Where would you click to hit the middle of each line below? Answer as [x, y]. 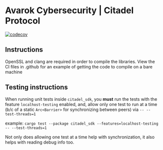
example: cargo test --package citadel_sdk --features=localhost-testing [82, 123]
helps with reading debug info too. [40, 142]
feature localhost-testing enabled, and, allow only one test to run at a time [81, 104]
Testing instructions [36, 87]
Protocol [23, 21]
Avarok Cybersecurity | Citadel [69, 11]
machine [14, 72]
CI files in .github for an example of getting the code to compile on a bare [79, 66]
